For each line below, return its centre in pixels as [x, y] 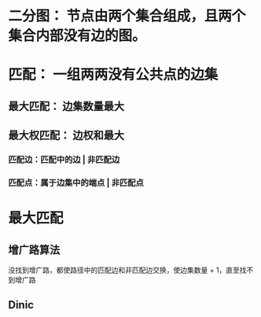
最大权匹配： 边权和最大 [66, 136]
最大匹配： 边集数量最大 [66, 106]
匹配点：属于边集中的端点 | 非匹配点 [76, 183]
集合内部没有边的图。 [77, 36]
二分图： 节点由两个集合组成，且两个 [127, 16]
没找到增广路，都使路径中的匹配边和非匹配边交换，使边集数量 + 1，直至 [124, 270]
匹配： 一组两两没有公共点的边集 [113, 75]
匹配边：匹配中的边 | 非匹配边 [64, 160]
